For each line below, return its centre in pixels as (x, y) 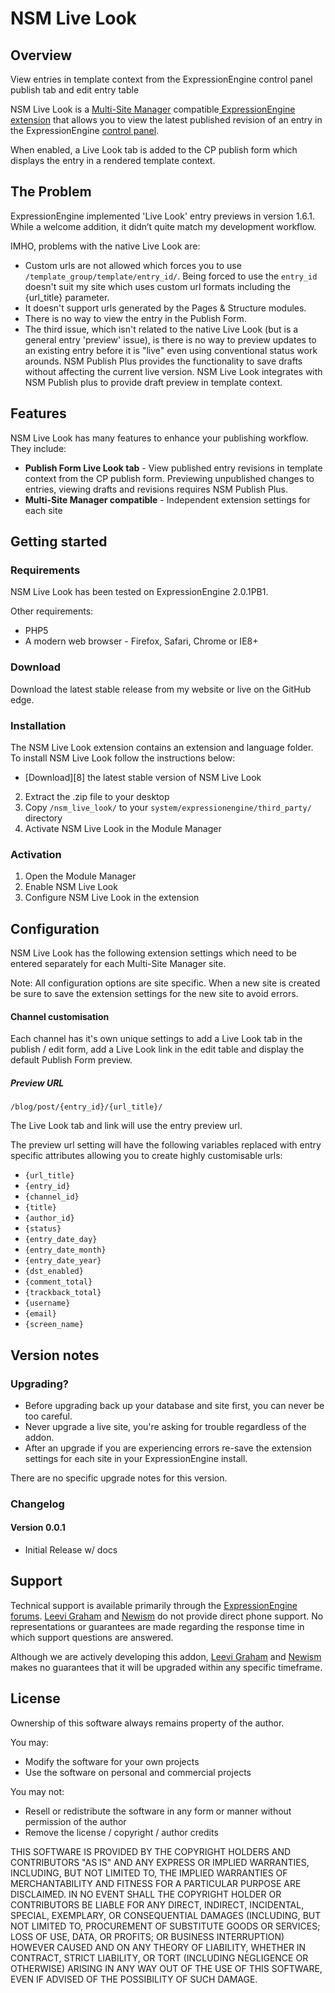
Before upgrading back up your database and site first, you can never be (174, 1405)
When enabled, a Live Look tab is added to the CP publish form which (154, 150)
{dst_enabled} (54, 1272)
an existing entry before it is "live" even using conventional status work (171, 350)
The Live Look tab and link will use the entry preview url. (126, 1126)
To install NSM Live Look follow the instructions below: (123, 758)
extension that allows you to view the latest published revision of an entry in (166, 120)
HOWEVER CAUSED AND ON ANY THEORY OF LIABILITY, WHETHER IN (158, 1947)
